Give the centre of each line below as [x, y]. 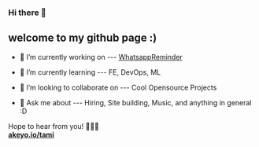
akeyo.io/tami [31, 134]
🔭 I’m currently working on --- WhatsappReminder [101, 57]
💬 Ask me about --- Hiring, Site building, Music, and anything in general [135, 102]
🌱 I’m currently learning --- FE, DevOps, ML [90, 72]
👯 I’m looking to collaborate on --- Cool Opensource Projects [118, 87]
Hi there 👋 [28, 13]
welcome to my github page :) [83, 38]
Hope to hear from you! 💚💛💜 [54, 126]
